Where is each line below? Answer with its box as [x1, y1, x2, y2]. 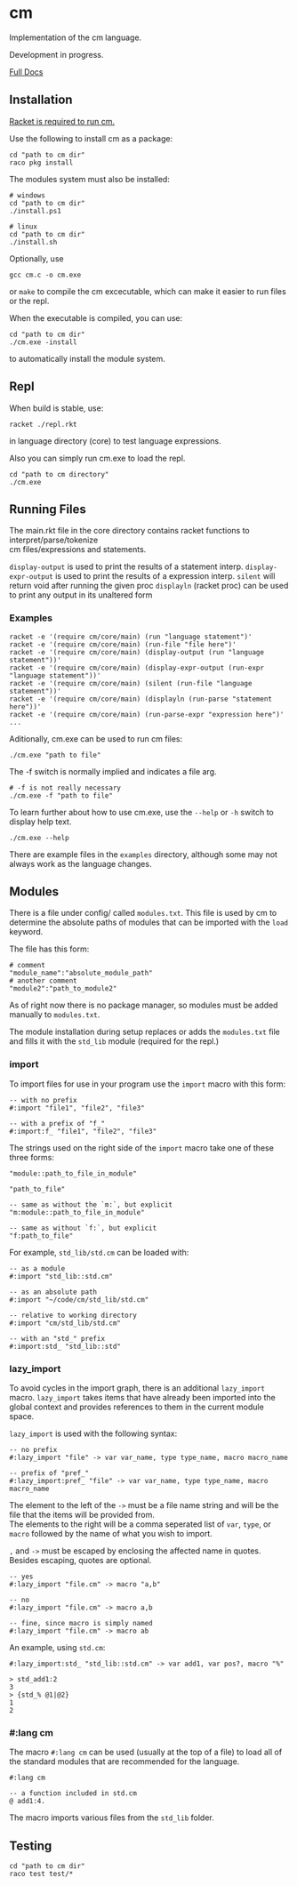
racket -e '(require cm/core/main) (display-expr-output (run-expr [9, 663, 265, 672]
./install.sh [9, 237, 58, 246]
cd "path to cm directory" [9, 469, 109, 478]
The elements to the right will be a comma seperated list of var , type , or [9, 1519, 271, 1529]
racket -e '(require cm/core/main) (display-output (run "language [9, 647, 265, 656]
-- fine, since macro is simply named [9, 1619, 153, 1628]
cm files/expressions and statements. [9, 544, 147, 555]
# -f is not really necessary [9, 783, 122, 792]
